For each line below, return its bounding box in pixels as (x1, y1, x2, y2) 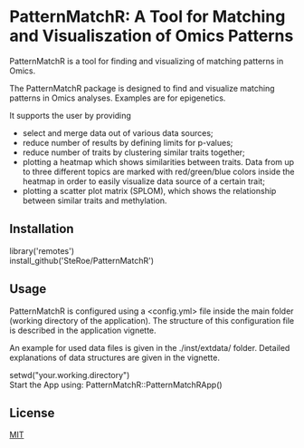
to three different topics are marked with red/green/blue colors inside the (22, 166, 296, 177)
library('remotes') (9, 245, 75, 256)
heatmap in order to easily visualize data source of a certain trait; (22, 175, 265, 187)
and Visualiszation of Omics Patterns (9, 25, 294, 46)
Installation (9, 221, 74, 237)
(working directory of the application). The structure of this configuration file (9, 315, 295, 326)
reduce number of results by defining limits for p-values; (22, 137, 233, 148)
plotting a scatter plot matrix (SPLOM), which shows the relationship (22, 185, 277, 196)
